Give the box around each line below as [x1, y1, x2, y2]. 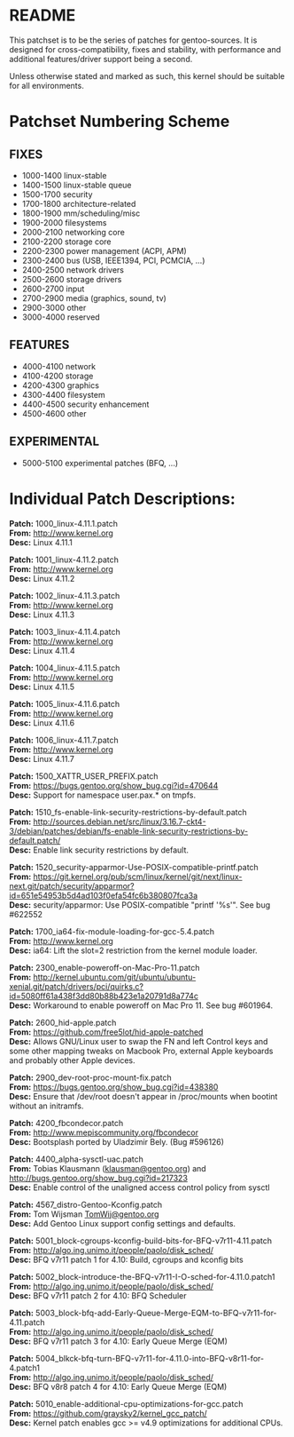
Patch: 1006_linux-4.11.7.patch [9, 734, 120, 745]
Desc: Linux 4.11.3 [9, 609, 75, 620]
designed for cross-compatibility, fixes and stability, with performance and [9, 44, 282, 54]
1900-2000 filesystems [21, 217, 107, 227]
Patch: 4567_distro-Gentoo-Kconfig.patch [9, 1199, 163, 1210]
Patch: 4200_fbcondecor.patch [9, 1117, 124, 1128]
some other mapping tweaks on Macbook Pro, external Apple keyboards [9, 1045, 274, 1056]
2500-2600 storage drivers [21, 274, 122, 284]
